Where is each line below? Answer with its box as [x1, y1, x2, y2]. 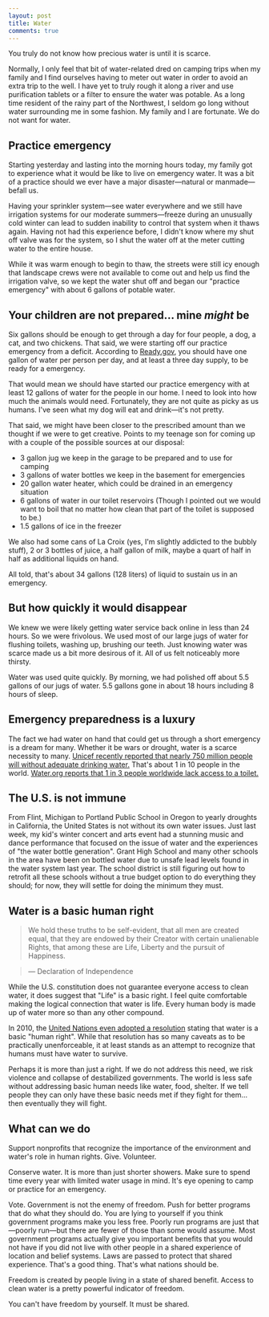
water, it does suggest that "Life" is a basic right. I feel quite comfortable [8, 991, 247, 1001]
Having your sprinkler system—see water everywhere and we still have [8, 202, 243, 211]
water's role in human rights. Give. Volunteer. [8, 1152, 157, 1161]
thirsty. [8, 656, 32, 667]
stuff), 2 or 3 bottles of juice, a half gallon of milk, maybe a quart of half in [8, 545, 251, 555]
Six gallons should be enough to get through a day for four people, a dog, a [8, 330, 256, 339]
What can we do [8, 1122, 90, 1136]
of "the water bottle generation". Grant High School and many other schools [8, 846, 259, 856]
